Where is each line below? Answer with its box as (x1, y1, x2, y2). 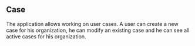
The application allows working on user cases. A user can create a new (6, 20, 179, 27)
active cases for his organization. (6, 32, 86, 40)
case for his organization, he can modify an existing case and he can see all (6, 27, 190, 34)
